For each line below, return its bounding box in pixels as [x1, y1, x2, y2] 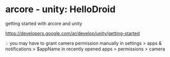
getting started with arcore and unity [5, 20, 82, 26]
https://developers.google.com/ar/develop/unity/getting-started [5, 30, 140, 36]
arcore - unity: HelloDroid [5, 4, 116, 15]
